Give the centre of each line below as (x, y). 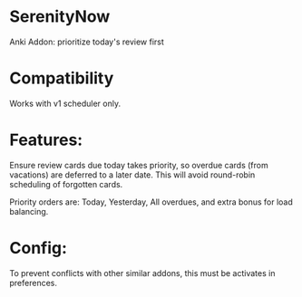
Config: (39, 248)
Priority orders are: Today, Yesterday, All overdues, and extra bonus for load (151, 202)
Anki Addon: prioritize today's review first (87, 42)
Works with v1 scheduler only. (65, 103)
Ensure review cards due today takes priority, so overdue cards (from (139, 165)
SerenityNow (60, 17)
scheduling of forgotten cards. (66, 184)
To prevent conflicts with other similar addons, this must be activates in (142, 273)
